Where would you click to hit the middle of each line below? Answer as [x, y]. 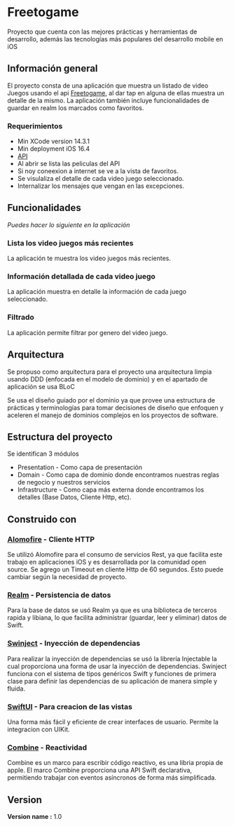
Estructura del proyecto [60, 436]
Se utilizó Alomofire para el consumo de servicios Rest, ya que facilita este [115, 555]
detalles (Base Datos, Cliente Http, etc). [74, 497]
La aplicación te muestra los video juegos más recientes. [89, 258]
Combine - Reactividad [47, 747]
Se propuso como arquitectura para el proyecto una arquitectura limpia [110, 372]
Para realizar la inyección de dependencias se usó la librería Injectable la [112, 658]
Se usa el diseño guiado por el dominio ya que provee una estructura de [111, 400]
